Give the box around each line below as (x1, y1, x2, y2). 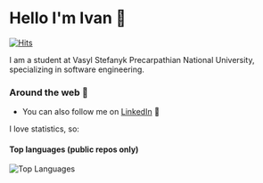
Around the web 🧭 (9, 86, 89, 99)
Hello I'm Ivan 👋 (9, 8, 127, 28)
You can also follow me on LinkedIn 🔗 (21, 107, 160, 117)
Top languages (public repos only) (9, 144, 139, 155)
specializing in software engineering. (9, 64, 145, 75)
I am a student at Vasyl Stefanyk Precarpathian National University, (9, 54, 255, 65)
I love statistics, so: (9, 123, 80, 134)
